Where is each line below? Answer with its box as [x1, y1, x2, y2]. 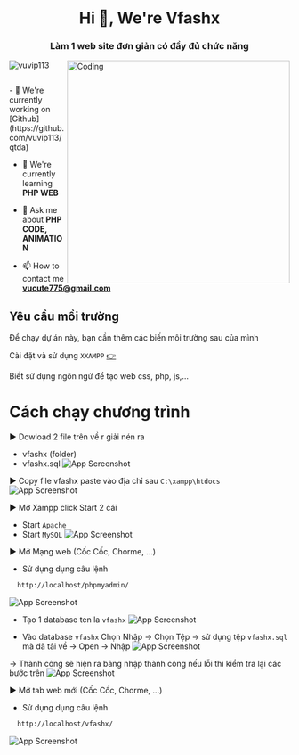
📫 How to [21, 260, 60, 271]
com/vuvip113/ [9, 133, 62, 144]
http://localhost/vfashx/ [17, 719, 114, 729]
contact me [21, 274, 64, 284]
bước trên [9, 668, 45, 678]
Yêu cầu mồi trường [9, 308, 120, 324]
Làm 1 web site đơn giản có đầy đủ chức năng [50, 40, 249, 53]
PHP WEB [21, 187, 60, 199]
